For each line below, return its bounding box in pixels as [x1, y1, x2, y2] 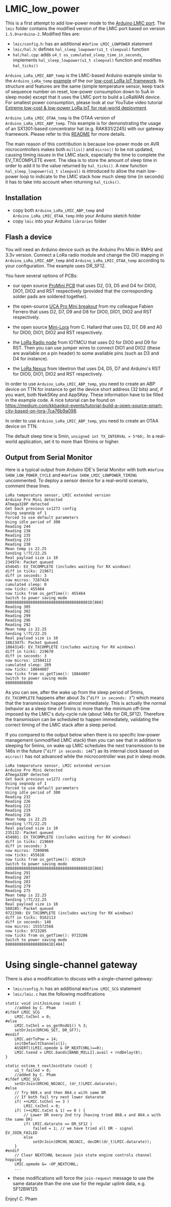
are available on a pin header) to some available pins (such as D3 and [12, 350, 159, 356]
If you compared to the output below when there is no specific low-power [5, 732, 160, 738]
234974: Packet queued [5, 560, 54, 565]
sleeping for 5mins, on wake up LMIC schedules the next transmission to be [5, 743, 165, 749]
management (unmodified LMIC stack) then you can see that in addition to [5, 737, 162, 743]
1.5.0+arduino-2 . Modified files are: [5, 31, 81, 37]
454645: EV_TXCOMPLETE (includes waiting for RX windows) [5, 564, 131, 570]
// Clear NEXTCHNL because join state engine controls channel [14, 1153, 152, 1158]
